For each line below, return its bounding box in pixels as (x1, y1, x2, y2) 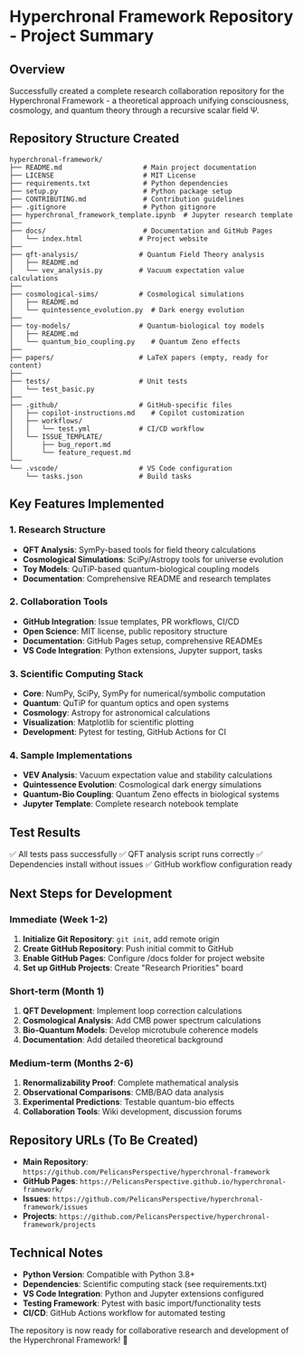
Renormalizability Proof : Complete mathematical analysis (22, 1077, 240, 1088)
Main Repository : (22, 1157, 89, 1168)
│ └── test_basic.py (9, 385, 95, 394)
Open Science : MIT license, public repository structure (22, 625, 228, 636)
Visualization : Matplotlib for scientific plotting (22, 717, 194, 728)
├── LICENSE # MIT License (9, 170, 196, 180)
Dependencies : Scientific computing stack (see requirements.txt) (22, 1279, 268, 1290)
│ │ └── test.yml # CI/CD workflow (9, 424, 204, 434)
